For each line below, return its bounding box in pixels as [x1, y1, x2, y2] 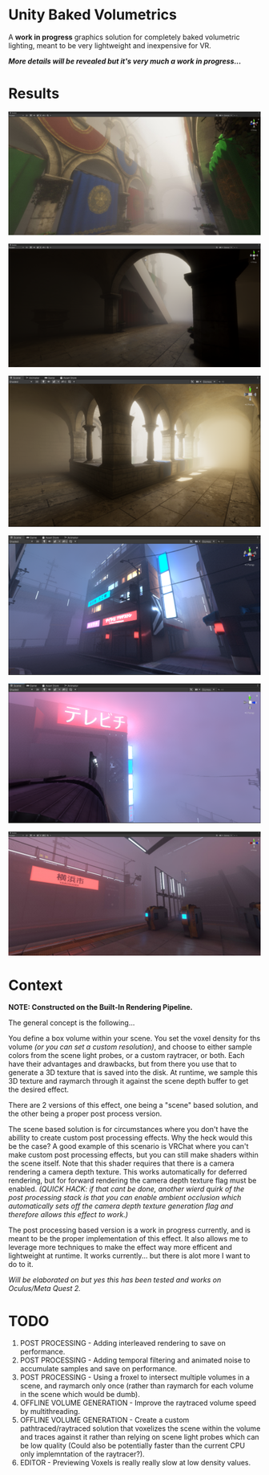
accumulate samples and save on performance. [19, 1364, 178, 1374]
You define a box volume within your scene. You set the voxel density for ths [8, 1034, 261, 1044]
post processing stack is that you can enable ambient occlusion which [8, 1193, 242, 1203]
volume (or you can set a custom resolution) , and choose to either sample [8, 1042, 252, 1052]
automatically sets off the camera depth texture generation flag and [8, 1201, 234, 1211]
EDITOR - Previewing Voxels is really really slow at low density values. [19, 1458, 251, 1468]
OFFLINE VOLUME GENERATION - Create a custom [19, 1416, 190, 1425]
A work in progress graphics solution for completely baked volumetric [8, 32, 240, 42]
